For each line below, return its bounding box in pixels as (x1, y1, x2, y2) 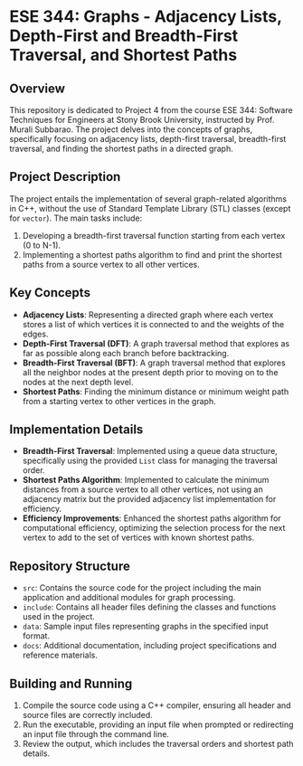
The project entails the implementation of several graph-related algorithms (9, 193, 288, 204)
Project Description (9, 169, 121, 184)
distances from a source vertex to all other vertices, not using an (22, 484, 264, 495)
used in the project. (22, 611, 95, 622)
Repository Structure (9, 558, 131, 573)
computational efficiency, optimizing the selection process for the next (22, 523, 286, 534)
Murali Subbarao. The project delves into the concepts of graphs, (9, 124, 253, 135)
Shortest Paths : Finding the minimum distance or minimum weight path (22, 386, 289, 397)
